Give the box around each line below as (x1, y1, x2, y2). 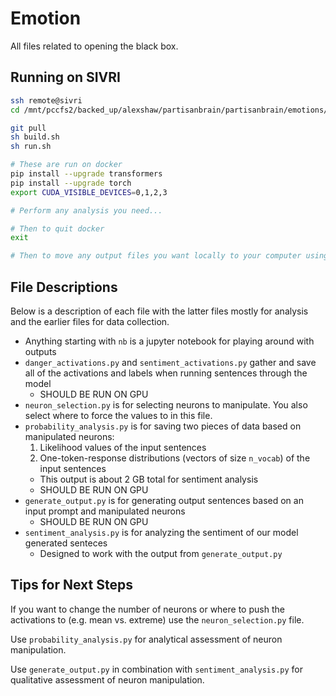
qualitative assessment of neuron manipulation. (10, 673, 205, 686)
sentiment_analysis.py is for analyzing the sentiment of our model (24, 526, 299, 538)
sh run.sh (10, 142, 52, 152)
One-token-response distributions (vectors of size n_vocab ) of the (39, 452, 311, 464)
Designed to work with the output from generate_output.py (39, 547, 283, 559)
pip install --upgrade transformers (10, 169, 163, 179)
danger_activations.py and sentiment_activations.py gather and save (24, 356, 317, 368)
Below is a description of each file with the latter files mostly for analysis (10, 305, 309, 317)
